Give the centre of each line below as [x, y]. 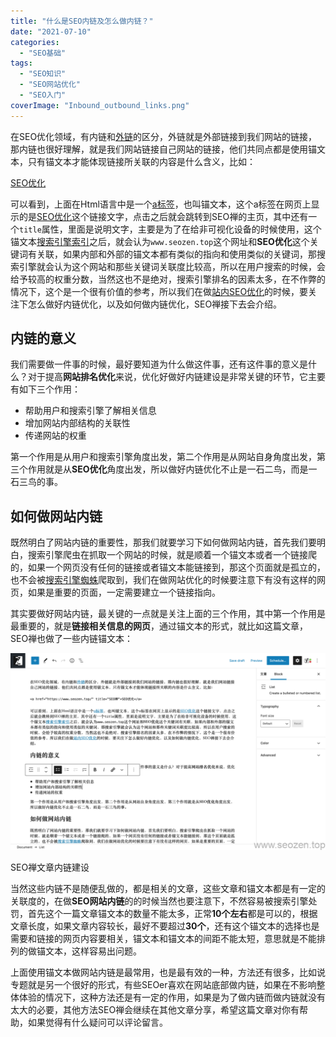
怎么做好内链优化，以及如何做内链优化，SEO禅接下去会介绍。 [155, 304]
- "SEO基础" [43, 53]
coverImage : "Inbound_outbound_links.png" [100, 105]
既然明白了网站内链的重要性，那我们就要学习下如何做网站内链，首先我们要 [163, 542]
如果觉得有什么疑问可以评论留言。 [97, 1022]
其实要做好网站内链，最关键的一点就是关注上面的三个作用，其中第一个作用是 [168, 614]
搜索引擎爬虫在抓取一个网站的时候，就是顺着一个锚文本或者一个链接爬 [172, 555]
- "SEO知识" [43, 74]
